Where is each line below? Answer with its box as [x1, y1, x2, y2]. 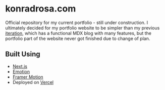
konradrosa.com [5, 3, 76, 14]
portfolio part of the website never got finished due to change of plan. [5, 35, 150, 41]
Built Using [5, 50, 40, 58]
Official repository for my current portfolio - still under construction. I [5, 19, 148, 25]
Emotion [12, 68, 30, 74]
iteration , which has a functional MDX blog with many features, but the [5, 30, 151, 36]
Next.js [12, 63, 28, 69]
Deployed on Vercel [12, 79, 54, 85]
